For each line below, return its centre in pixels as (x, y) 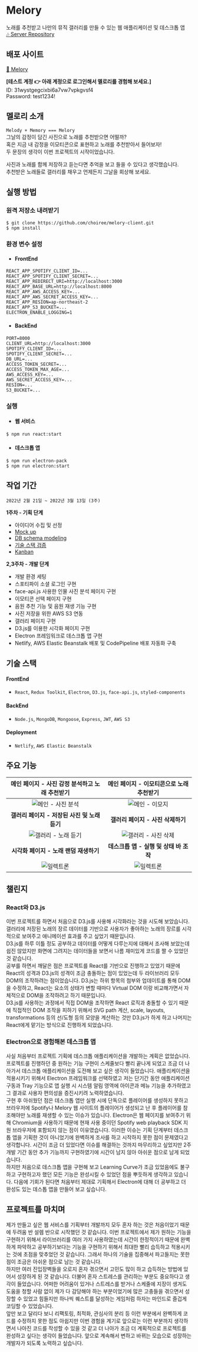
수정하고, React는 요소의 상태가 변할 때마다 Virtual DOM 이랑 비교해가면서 (98, 988)
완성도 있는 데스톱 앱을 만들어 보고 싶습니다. (57, 1189)
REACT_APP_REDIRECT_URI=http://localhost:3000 (64, 282)
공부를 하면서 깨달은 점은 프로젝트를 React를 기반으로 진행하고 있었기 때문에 (93, 966)
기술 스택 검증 (30, 545)
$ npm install (24, 228)
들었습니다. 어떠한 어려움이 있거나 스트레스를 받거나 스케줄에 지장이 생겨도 (102, 1284)
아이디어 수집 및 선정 (38, 525)
